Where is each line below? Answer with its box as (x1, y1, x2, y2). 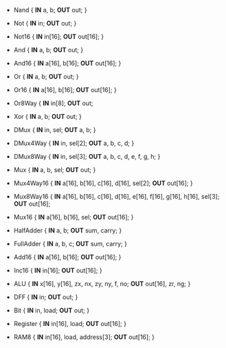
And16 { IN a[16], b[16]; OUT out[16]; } (13, 59, 122, 67)
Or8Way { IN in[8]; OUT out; (13, 99, 93, 107)
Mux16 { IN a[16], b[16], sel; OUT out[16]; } (13, 213, 134, 221)
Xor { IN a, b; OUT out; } (13, 113, 82, 120)
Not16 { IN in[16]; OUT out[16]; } (13, 32, 104, 41)
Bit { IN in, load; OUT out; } (13, 306, 90, 314)
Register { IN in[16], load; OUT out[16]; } (13, 320, 127, 327)
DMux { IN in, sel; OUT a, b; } (13, 126, 96, 133)
